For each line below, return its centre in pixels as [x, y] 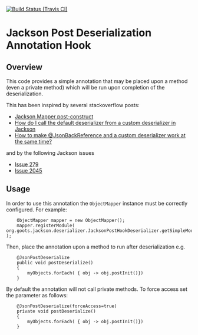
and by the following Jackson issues [50, 153]
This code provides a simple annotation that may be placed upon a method [97, 81]
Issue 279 [27, 164]
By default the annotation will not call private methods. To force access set [97, 289]
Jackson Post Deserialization [79, 33]
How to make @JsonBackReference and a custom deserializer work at [100, 135]
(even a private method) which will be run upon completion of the [85, 87]
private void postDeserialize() [56, 311]
